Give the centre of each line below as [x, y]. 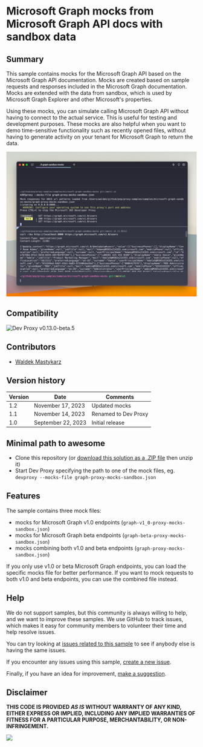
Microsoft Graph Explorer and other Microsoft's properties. [79, 99]
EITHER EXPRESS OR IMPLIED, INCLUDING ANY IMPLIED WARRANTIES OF [101, 713]
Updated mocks [111, 406]
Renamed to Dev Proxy [120, 414]
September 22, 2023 [60, 422]
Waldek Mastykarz [38, 362]
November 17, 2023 [60, 406]
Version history [36, 380]
